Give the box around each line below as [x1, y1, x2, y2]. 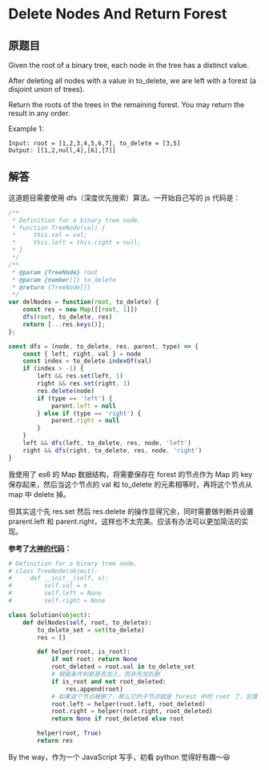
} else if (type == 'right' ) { [37, 409, 142, 417]
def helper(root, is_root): [37, 648, 130, 656]
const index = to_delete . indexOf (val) [22, 357, 152, 365]
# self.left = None [8, 589, 102, 597]
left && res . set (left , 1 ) [37, 372, 124, 380]
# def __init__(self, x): [8, 574, 110, 583]
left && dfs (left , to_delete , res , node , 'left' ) [22, 439, 192, 447]
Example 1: [8, 124, 44, 133]
